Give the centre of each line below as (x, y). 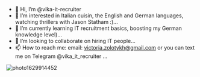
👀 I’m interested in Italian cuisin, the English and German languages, (99, 16)
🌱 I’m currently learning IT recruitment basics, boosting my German (98, 28)
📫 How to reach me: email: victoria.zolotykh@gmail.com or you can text (105, 47)
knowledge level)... (38, 35)
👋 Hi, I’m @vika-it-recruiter (48, 9)
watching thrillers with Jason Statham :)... (67, 22)
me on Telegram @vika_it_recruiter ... (61, 56)
